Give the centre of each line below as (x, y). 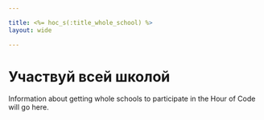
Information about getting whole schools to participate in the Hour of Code (132, 99)
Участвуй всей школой (89, 76)
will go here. (29, 107)
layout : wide (30, 30)
